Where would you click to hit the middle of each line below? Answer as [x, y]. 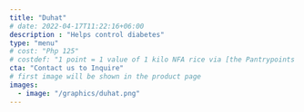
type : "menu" [34, 43]
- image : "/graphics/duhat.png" [79, 93]
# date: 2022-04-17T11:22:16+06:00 [77, 26]
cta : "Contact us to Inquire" [67, 69]
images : [24, 85]
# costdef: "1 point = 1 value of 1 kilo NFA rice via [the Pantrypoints [152, 60]
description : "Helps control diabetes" [87, 34]
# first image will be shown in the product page [106, 77]
